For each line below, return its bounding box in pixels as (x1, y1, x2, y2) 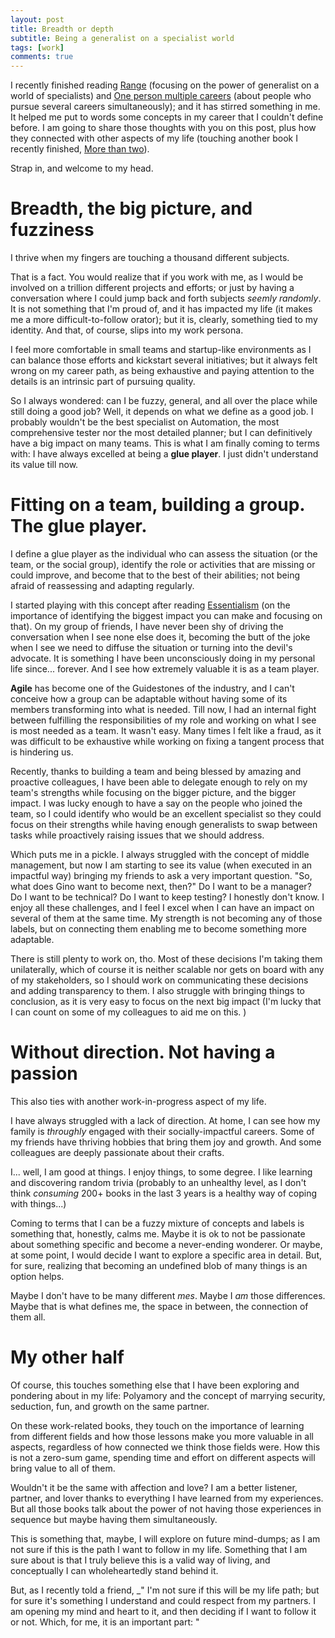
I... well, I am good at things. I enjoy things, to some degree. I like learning (10, 1166, 313, 1178)
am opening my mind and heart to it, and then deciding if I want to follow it (10, 1605, 317, 1617)
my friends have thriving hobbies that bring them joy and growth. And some (10, 1136, 322, 1148)
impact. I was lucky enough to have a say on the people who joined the (10, 797, 303, 809)
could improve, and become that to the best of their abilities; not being (10, 569, 301, 581)
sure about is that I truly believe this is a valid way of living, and (10, 1554, 271, 1566)
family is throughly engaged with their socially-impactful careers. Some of (10, 1125, 315, 1137)
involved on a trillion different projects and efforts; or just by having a (10, 282, 295, 294)
